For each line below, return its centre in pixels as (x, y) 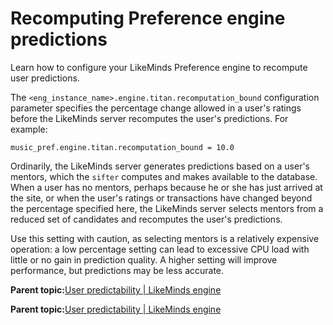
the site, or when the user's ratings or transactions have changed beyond (161, 198)
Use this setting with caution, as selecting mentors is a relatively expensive (165, 238)
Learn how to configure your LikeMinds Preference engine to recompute (159, 67)
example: (29, 129)
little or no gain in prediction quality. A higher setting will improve (144, 259)
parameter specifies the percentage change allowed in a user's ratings (156, 108)
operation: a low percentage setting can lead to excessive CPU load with (160, 249)
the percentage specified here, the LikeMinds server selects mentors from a (167, 208)
